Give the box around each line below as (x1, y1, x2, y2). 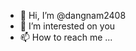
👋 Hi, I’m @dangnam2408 (19, 10, 127, 21)
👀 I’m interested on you (19, 20, 116, 32)
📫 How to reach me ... (19, 31, 113, 43)
